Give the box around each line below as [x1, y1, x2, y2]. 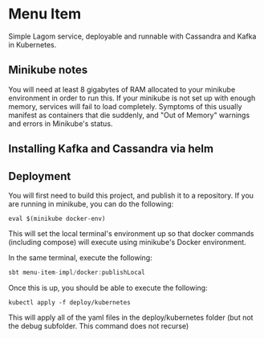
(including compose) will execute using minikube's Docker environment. [8, 237, 246, 247]
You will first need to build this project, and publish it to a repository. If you [8, 190, 254, 200]
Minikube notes [8, 63, 88, 77]
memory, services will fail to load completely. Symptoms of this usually [8, 101, 242, 111]
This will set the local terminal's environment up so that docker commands [8, 228, 254, 238]
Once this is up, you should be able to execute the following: [8, 283, 208, 292]
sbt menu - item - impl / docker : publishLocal [8, 268, 146, 276]
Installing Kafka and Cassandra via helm [8, 142, 214, 156]
